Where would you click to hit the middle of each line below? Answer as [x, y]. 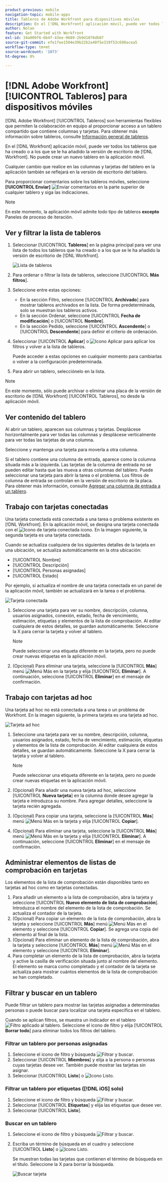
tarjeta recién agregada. [37, 806]
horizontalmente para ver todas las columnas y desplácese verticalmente [80, 434]
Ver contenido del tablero [45, 417]
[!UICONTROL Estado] [35, 575]
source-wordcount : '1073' [32, 52]
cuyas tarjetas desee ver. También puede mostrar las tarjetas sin [79, 1065]
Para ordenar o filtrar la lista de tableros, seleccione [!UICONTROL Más [86, 275]
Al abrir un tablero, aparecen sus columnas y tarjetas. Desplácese [73, 429]
